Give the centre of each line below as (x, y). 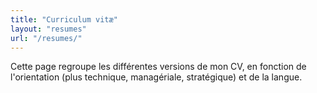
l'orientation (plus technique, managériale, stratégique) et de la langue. (156, 77)
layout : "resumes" (48, 29)
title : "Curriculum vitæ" (64, 19)
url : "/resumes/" (46, 38)
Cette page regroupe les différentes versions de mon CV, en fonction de (158, 67)
